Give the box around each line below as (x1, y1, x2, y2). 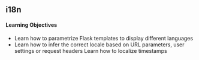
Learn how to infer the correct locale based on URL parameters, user (14, 41, 185, 48)
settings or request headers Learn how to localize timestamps (14, 47, 167, 54)
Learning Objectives (5, 21, 58, 29)
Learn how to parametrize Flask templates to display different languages (14, 34, 193, 42)
